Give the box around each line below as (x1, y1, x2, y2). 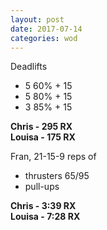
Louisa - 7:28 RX (10, 211, 81, 223)
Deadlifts (10, 61, 48, 73)
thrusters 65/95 (24, 170, 90, 182)
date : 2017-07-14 (10, 24, 83, 34)
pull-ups (24, 181, 60, 193)
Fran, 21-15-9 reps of (10, 151, 97, 163)
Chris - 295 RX (10, 121, 73, 133)
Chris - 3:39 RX (10, 200, 77, 212)
